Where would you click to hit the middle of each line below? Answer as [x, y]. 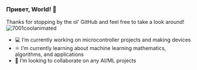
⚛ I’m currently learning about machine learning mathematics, [91, 48]
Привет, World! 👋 [32, 9]
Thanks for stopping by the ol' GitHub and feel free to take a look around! [95, 22]
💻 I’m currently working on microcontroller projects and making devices [103, 40]
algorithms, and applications [49, 54]
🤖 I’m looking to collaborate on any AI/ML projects [75, 61]
